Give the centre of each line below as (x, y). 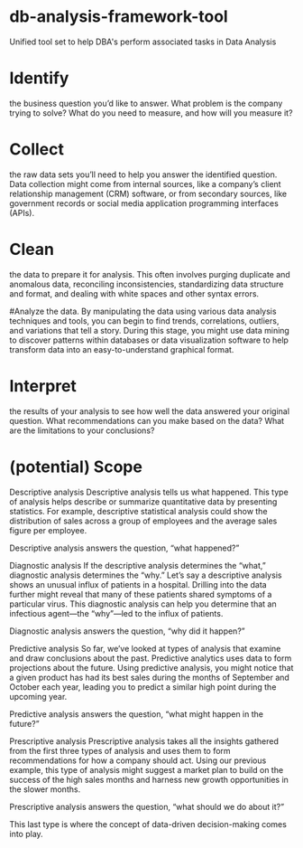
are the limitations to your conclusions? (82, 430)
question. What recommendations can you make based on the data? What (147, 420)
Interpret (43, 386)
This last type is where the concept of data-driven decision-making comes (148, 824)
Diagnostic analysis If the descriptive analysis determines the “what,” (138, 565)
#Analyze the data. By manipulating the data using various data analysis (143, 311)
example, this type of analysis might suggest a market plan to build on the (147, 769)
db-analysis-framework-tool (119, 17)
